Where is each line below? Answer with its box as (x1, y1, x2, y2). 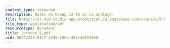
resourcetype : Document (5, 26, 56, 31)
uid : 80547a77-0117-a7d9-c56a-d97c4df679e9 (5, 35, 99, 40)
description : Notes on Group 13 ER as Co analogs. (5, 12, 114, 17)
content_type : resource (5, 7, 56, 12)
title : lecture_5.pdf (5, 30, 51, 35)
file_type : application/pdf (5, 21, 65, 26)
